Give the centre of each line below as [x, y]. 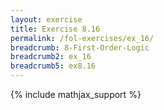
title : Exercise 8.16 [55, 29]
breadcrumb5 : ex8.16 [53, 66]
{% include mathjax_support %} [76, 94]
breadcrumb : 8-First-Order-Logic [80, 47]
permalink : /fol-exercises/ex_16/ [82, 38]
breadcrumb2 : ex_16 [51, 57]
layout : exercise [46, 19]
